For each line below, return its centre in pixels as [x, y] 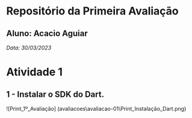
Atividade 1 [35, 72]
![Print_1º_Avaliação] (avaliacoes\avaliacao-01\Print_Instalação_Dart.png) [96, 109]
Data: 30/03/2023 [29, 48]
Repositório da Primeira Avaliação [92, 11]
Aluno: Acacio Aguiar [47, 33]
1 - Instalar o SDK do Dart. [55, 94]
